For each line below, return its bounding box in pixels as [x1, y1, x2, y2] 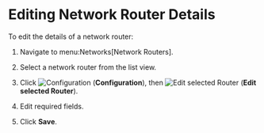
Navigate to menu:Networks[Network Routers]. [19, 47, 174, 56]
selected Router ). [19, 85, 78, 96]
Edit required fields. [19, 101, 84, 111]
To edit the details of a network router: [8, 32, 134, 41]
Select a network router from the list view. [19, 62, 157, 72]
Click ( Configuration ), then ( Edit [19, 78, 257, 87]
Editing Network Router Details [8, 6, 216, 24]
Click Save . [19, 116, 58, 126]
